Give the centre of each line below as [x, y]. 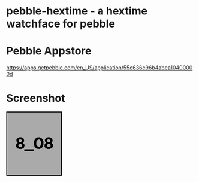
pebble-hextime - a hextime [77, 11]
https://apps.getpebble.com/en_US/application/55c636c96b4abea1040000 [99, 68]
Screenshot [36, 98]
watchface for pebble [61, 24]
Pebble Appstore [49, 51]
